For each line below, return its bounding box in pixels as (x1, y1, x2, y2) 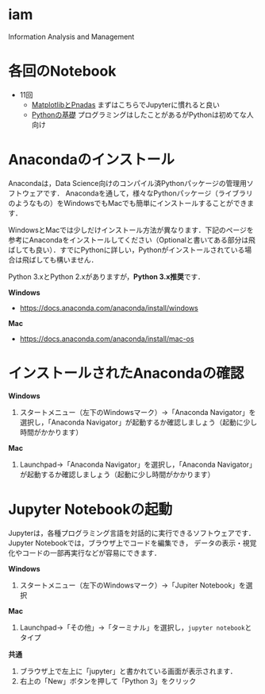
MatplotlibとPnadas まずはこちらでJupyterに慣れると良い (31, 99, 220, 109)
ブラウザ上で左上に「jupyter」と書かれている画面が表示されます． (19, 666, 237, 676)
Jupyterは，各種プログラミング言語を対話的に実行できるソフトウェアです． (8, 528, 255, 537)
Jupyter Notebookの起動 (8, 500, 173, 518)
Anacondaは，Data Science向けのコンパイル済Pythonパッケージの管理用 (8, 178, 248, 188)
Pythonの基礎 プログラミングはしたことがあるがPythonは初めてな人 (31, 110, 254, 119)
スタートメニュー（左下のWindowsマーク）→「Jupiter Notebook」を (19, 580, 246, 590)
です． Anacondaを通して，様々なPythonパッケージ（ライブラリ (42, 188, 254, 198)
